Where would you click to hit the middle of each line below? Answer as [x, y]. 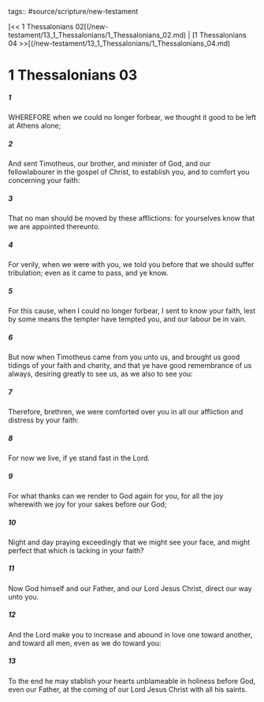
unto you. [24, 596]
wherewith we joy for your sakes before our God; [87, 504]
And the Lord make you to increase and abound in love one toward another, [130, 634]
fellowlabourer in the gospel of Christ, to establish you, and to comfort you [129, 172]
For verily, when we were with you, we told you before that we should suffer [131, 265]
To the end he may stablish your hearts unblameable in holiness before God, [132, 681]
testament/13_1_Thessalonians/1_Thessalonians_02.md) [97, 35]
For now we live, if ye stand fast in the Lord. [79, 458]
